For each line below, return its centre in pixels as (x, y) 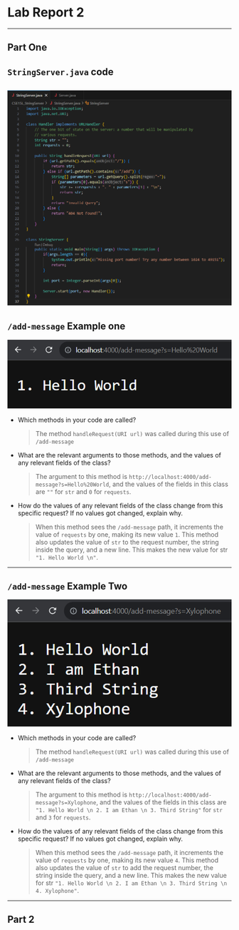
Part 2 (21, 920)
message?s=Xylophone (66, 803)
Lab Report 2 (46, 12)
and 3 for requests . (63, 817)
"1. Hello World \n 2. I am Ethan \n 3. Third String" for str (129, 809)
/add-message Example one (67, 327)
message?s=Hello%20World (72, 485)
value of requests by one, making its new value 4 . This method (127, 860)
